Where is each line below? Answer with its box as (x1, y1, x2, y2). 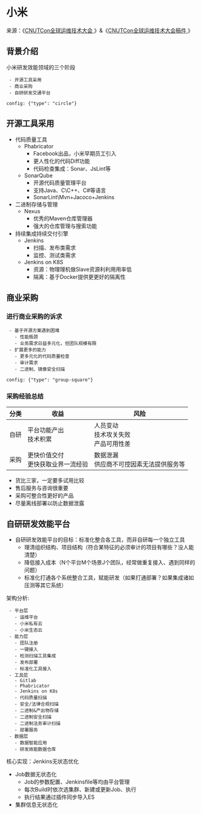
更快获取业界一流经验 (27, 460, 89, 468)
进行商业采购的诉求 (6, 312, 62, 321)
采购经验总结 (6, 392, 44, 401)
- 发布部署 (14, 660, 38, 666)
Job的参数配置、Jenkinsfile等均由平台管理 (24, 778, 130, 785)
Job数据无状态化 (15, 771, 57, 778)
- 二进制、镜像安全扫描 (14, 366, 65, 372)
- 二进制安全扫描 (14, 714, 52, 720)
